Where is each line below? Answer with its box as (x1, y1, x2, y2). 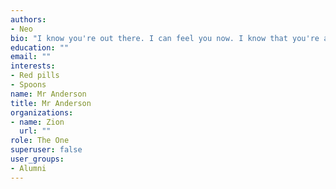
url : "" (19, 126, 52, 136)
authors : (10, 14, 47, 25)
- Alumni (10, 163, 47, 173)
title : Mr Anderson (10, 98, 92, 108)
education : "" (10, 42, 70, 53)
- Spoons (10, 80, 47, 90)
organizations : (10, 107, 74, 118)
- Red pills (10, 71, 60, 81)
